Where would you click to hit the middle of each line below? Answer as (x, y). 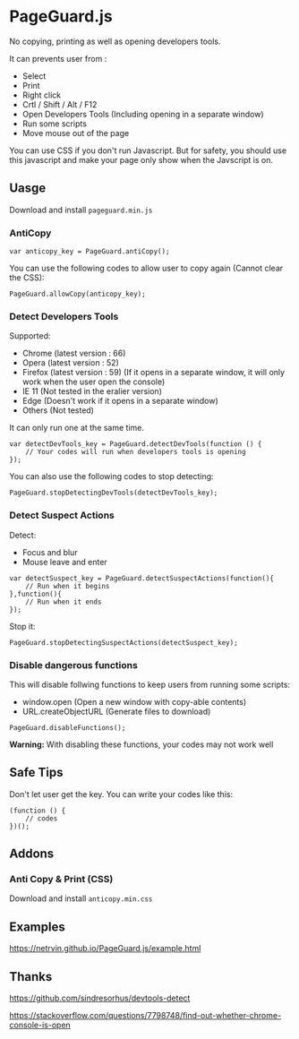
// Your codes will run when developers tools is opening (136, 452)
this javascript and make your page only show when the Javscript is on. (141, 159)
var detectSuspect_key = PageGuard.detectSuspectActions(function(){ (142, 578)
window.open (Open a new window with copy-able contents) (134, 701)
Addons (32, 854)
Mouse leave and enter (64, 562)
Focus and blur (50, 552)
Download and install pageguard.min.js (81, 210)
